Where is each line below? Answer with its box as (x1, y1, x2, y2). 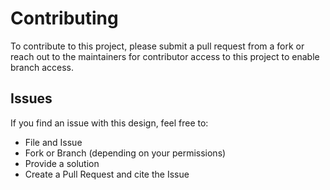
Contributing (10, 7, 119, 30)
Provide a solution (24, 157, 100, 169)
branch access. (10, 61, 75, 73)
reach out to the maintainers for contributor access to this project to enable (10, 50, 320, 62)
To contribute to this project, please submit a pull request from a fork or (10, 40, 305, 52)
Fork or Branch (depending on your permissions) (24, 147, 227, 159)
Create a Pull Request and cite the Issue (24, 168, 190, 180)
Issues (10, 90, 53, 107)
